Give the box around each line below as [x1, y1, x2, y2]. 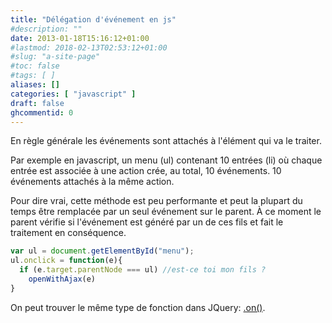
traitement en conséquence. [10, 227, 127, 239]
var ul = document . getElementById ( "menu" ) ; [10, 246, 195, 256]
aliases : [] [10, 80, 60, 90]
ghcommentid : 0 [10, 107, 74, 118]
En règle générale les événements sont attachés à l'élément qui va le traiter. [10, 135, 322, 147]
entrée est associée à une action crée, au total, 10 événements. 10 [10, 165, 282, 177]
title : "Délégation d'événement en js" [10, 14, 177, 25]
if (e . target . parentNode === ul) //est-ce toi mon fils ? [19, 265, 267, 275]
